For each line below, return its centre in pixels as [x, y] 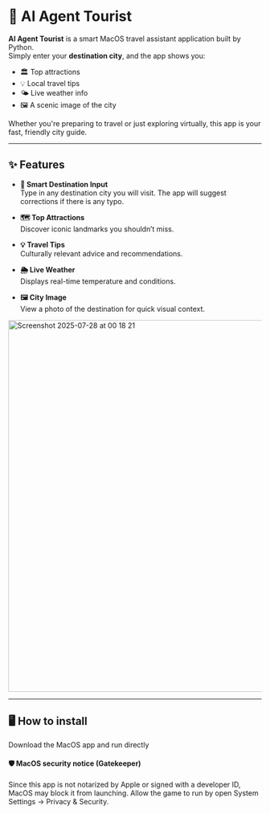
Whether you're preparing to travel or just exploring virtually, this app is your [135, 123]
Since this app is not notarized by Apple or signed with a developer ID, [125, 784]
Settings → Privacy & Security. [59, 801]
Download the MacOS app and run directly [79, 744]
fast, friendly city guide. [48, 132]
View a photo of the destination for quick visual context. [112, 309]
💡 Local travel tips [50, 83]
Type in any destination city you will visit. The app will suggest [123, 193]
